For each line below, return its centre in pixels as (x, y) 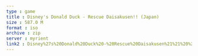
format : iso (22, 28)
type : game (21, 11)
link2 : (16, 44)
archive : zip (24, 33)
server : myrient (27, 38)
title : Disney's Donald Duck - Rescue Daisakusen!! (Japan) (83, 17)
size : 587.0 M (25, 22)
